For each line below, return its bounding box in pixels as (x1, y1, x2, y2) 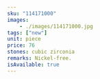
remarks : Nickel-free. (7, 55, 72, 62)
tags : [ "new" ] (7, 29, 48, 36)
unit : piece (7, 36, 41, 43)
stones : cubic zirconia (7, 49, 75, 56)
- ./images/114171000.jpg (19, 23, 94, 30)
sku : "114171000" (7, 10, 57, 17)
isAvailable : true (7, 61, 60, 68)
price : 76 (7, 42, 36, 49)
